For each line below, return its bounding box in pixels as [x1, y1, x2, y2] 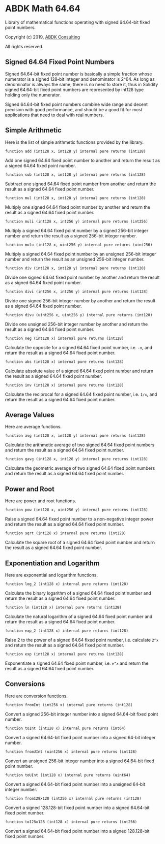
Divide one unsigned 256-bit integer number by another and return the [5, 321, 148, 327]
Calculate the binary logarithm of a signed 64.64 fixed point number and [5, 590, 151, 596]
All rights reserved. [5, 43, 44, 49]
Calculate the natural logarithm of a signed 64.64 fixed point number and [5, 614, 153, 619]
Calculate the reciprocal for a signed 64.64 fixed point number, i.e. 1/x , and [5, 391, 157, 397]
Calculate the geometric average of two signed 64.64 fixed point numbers [5, 465, 155, 471]
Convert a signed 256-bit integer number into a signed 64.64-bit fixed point [5, 711, 158, 717]
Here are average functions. [5, 424, 62, 430]
